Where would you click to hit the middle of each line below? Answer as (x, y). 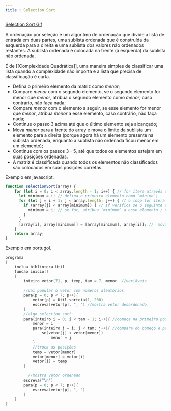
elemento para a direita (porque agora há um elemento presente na (83, 135)
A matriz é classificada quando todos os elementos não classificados (85, 162)
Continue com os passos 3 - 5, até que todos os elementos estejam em (87, 151)
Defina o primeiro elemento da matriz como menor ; (66, 86)
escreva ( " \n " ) (38, 380)
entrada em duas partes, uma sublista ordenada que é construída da (77, 40)
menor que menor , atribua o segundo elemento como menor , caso (82, 97)
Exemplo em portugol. (28, 248)
